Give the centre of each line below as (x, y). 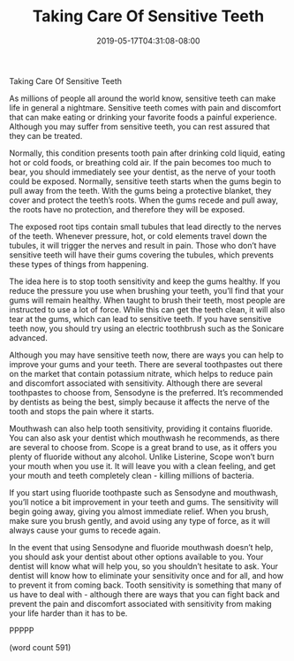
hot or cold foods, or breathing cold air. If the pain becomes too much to (140, 162)
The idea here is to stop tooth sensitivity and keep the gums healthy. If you (145, 281)
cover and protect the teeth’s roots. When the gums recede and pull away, (144, 200)
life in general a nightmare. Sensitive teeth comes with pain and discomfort (145, 107)
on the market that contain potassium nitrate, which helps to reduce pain (141, 373)
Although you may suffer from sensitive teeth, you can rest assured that (140, 127)
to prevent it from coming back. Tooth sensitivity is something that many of (146, 585)
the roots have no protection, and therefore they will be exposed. (127, 209)
